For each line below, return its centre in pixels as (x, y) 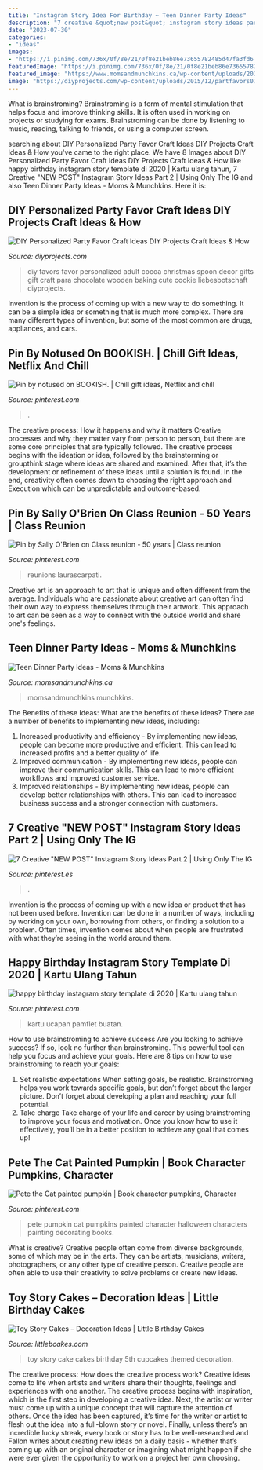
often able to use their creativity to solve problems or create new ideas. (123, 1273)
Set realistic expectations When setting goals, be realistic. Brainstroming (136, 1080)
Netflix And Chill (49, 366)
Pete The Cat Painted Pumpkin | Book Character (127, 1163)
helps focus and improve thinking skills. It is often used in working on (119, 112)
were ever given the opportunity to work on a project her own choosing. (124, 1458)
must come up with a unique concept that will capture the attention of (121, 1408)
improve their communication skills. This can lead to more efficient (127, 770)
